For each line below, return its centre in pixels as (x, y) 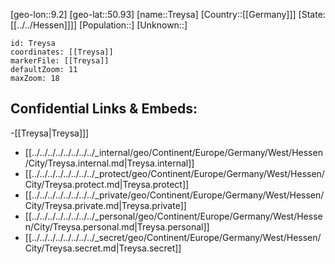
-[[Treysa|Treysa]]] (50, 133)
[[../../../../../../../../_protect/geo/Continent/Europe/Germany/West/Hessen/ (174, 173)
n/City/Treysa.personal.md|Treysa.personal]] (117, 226)
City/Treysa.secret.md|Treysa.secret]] (103, 248)
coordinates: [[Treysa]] (62, 52)
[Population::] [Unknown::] (133, 25)
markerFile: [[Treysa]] (60, 61)
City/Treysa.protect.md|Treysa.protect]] (107, 184)
